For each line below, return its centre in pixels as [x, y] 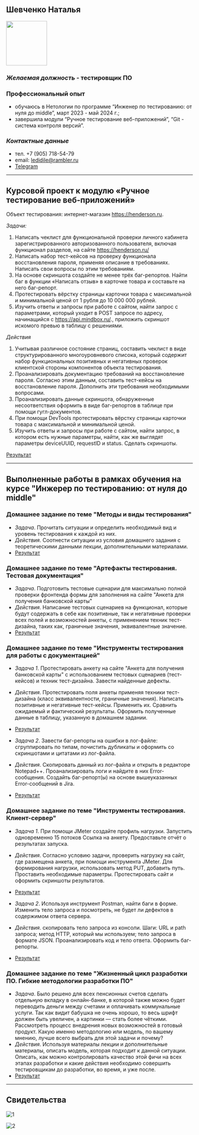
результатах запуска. [42, 843]
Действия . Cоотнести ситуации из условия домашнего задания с [97, 540]
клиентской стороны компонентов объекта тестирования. [88, 368]
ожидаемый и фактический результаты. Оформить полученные [95, 712]
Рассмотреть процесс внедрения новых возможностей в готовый [98, 1025]
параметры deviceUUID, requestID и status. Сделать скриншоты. [96, 443]
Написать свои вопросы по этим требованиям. [75, 269]
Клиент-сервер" [31, 818]
